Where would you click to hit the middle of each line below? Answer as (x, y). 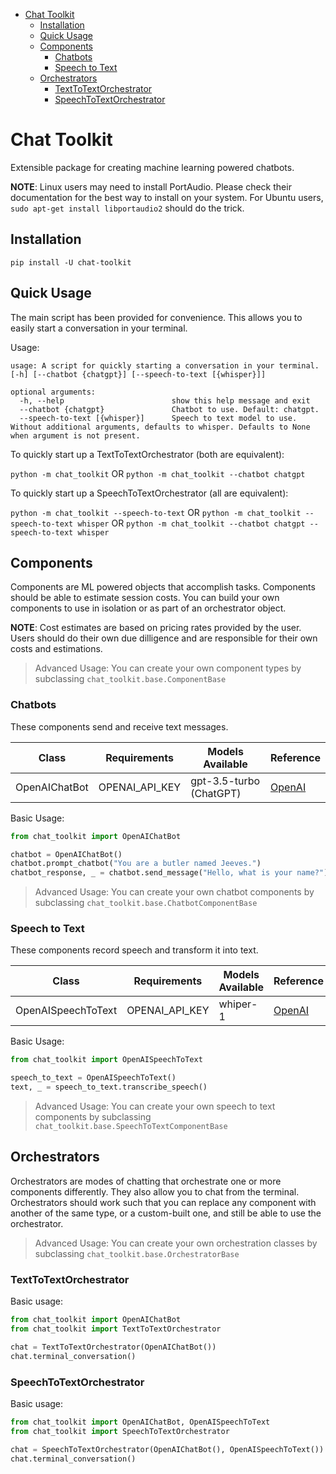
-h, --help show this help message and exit (165, 400)
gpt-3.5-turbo (225, 781)
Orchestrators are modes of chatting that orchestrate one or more (146, 1181)
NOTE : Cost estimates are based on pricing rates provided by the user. (156, 628)
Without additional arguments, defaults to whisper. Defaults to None (160, 427)
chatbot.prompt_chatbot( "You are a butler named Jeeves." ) (136, 864)
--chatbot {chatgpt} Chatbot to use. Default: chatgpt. (169, 409)
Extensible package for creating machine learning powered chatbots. (152, 167)
